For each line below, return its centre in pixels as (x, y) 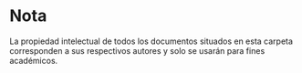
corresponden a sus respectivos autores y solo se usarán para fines (137, 50)
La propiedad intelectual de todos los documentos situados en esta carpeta (151, 41)
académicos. (34, 60)
